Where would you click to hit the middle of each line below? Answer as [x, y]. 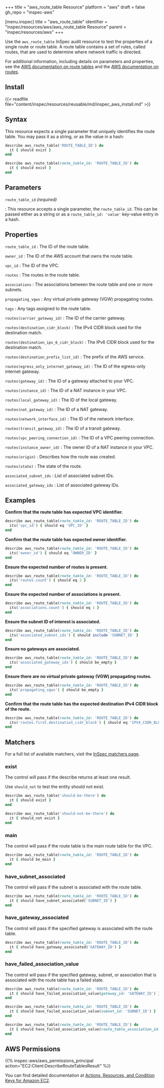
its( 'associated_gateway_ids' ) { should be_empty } [63, 663]
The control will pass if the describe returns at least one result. [68, 777]
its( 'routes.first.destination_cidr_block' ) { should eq [69, 722]
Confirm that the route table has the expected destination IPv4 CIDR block [82, 704]
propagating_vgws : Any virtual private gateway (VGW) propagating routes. [80, 299]
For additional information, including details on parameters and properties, [80, 61]
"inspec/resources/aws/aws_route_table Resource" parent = [66, 27]
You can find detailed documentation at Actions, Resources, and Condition [80, 1075]
